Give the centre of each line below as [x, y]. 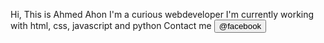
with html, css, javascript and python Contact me [111, 25]
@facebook [240, 26]
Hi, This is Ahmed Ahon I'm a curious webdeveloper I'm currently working [162, 14]
